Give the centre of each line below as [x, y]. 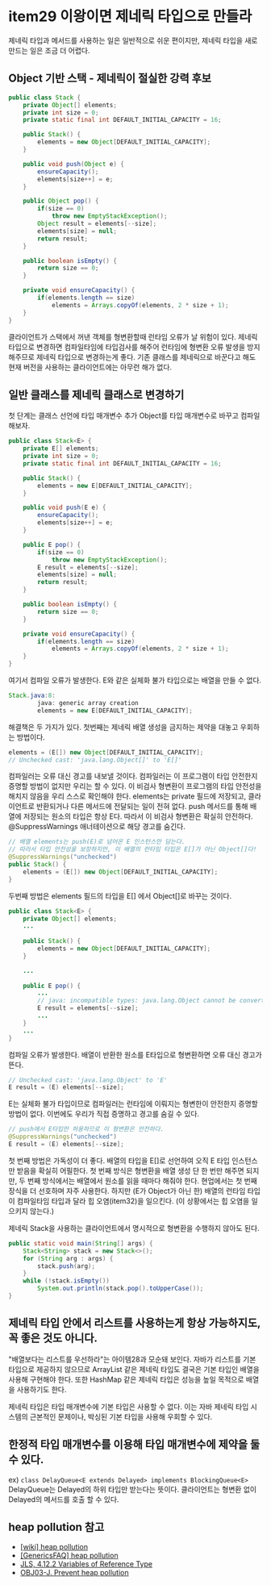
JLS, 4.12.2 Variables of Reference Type [86, 1564]
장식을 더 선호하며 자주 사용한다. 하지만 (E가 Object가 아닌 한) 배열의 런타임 [127, 1191]
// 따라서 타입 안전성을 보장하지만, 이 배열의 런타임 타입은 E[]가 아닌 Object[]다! [133, 849]
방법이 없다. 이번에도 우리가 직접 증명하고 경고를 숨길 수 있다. [104, 1114]
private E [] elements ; [61, 448]
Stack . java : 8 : [32, 696]
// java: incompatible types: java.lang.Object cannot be [137, 1001]
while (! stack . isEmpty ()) [67, 1281]
